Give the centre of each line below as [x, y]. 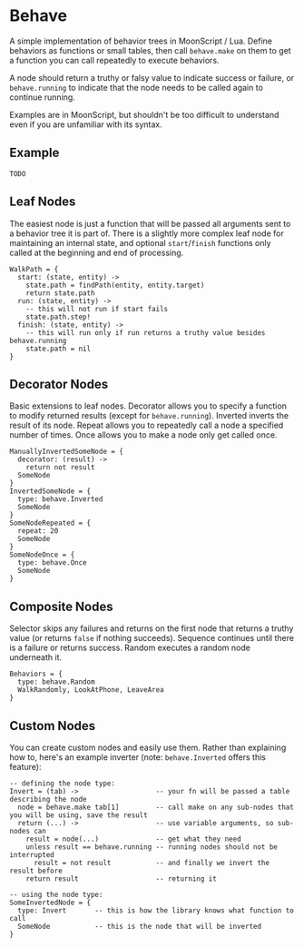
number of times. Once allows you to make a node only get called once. [143, 435]
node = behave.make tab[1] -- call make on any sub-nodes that [156, 807]
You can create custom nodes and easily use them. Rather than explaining [148, 747]
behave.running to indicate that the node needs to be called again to [136, 87]
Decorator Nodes [59, 384]
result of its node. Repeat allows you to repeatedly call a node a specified [147, 425]
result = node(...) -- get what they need [134, 839]
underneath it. [36, 657]
